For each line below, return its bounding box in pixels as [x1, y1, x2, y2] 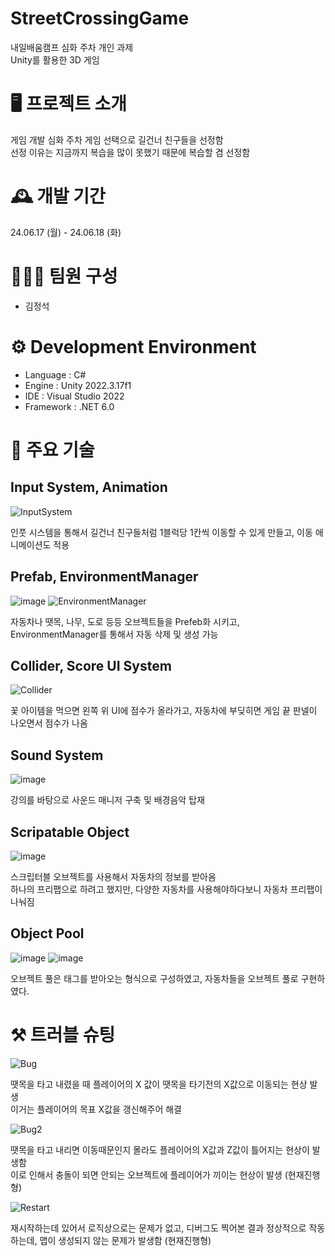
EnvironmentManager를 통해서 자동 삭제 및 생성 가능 [10, 628, 219, 640]
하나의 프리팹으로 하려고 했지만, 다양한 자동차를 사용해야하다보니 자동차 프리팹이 [10, 883, 323, 895]
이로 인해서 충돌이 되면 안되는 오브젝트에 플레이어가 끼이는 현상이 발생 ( [10, 1168, 288, 1181]
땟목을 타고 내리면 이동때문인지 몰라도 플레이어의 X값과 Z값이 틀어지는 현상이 [10, 1143, 310, 1156]
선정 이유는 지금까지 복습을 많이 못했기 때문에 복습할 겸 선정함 [10, 146, 251, 158]
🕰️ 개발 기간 [10, 185, 106, 208]
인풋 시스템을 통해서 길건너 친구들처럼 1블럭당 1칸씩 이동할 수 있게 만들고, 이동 [10, 526, 313, 538]
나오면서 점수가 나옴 [10, 717, 88, 729]
